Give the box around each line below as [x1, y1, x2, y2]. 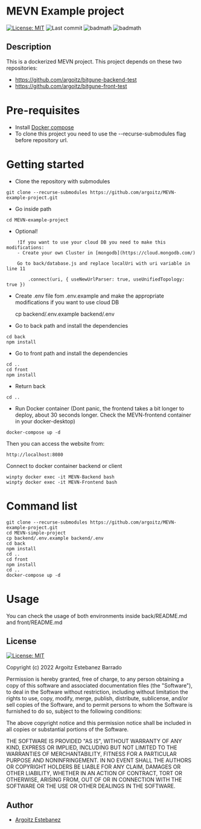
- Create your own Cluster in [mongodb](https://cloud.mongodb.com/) [17, 250, 196, 256]
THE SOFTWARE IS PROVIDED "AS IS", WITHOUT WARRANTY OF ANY [6, 738, 182, 745]
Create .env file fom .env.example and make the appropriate [14, 292, 164, 299]
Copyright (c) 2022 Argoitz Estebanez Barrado [6, 664, 122, 671]
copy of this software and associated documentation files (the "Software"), [6, 682, 193, 689]
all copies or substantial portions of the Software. [6, 726, 129, 733]
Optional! [14, 227, 38, 235]
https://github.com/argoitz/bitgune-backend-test [14, 76, 137, 83]
